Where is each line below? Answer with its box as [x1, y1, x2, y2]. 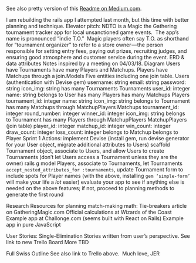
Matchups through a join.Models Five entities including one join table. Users [6, 73, 190, 79]
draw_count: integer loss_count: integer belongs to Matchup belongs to [6, 129, 178, 136]
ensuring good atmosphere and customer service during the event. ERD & [6, 54, 185, 60]
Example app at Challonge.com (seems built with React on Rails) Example [6, 215, 184, 222]
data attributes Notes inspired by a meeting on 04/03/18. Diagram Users [6, 60, 181, 67]
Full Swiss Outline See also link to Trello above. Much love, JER [6, 250, 160, 257]
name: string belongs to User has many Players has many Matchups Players [6, 91, 190, 98]
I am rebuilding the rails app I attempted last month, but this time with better [6, 16, 190, 23]
